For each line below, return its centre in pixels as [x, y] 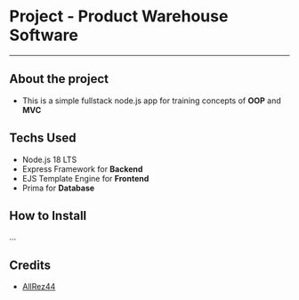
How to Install [48, 215]
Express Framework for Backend [82, 169]
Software [44, 35]
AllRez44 [39, 287]
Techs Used [43, 138]
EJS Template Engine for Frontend [85, 178]
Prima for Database [58, 188]
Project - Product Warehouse [119, 16]
